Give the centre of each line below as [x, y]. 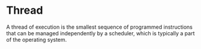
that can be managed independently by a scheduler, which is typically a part [100, 33]
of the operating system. [37, 39]
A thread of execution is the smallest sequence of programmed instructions [100, 27]
